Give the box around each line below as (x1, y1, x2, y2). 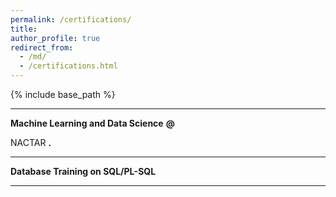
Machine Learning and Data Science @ (10, 117, 175, 129)
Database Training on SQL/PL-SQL (10, 166, 157, 177)
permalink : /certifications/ (10, 14, 132, 25)
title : (10, 24, 38, 34)
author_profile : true (10, 33, 101, 43)
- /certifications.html (19, 61, 118, 71)
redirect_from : (10, 42, 74, 53)
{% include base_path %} (10, 89, 116, 100)
